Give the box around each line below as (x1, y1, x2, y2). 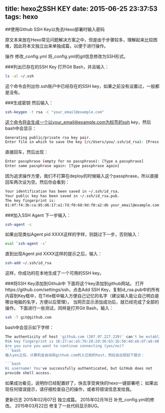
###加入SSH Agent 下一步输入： (5, 212, 71, 218)
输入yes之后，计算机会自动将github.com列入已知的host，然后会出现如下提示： (5, 353, 145, 357)
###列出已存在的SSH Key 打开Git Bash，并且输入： (5, 63, 110, 70)
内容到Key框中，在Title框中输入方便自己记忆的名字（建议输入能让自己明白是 (5, 293, 160, 299)
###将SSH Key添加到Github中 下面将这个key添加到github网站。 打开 (5, 281, 144, 287)
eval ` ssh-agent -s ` (5, 241, 48, 246)
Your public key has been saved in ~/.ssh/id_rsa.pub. (5, 193, 120, 198)
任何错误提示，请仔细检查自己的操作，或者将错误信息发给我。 (9, 386, 134, 392)
